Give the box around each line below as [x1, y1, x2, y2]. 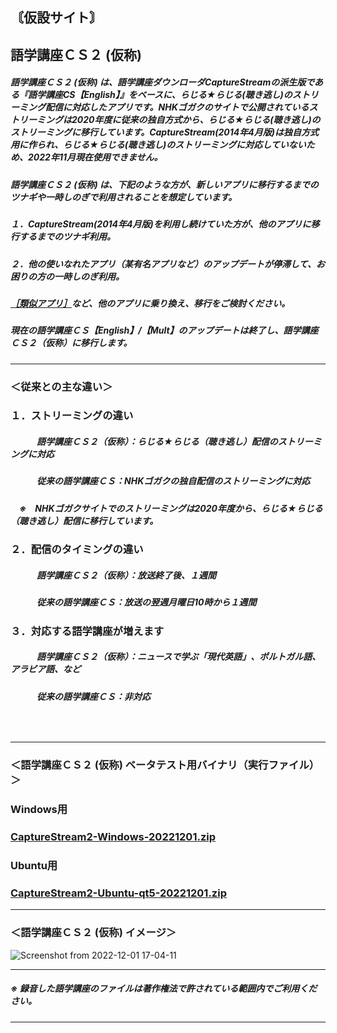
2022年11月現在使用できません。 [27, 151, 163, 163]
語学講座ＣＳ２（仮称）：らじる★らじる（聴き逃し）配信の [36, 436, 278, 448]
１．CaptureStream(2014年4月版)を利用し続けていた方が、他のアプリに [10, 218, 312, 230]
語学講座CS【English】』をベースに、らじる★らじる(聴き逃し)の [27, 89, 293, 101]
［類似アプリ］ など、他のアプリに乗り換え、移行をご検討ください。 [10, 297, 291, 309]
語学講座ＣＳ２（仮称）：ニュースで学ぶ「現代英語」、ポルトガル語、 [36, 651, 322, 663]
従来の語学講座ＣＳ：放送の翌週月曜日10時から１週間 [36, 596, 257, 608]
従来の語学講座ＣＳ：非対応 [36, 690, 151, 702]
